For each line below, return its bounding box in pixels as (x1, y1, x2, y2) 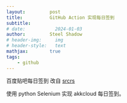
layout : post (6, 8, 61, 15)
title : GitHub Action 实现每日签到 (6, 15, 115, 21)
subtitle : (6, 20, 31, 26)
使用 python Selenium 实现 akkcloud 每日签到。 (6, 90, 125, 97)
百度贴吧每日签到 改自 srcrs (6, 77, 75, 84)
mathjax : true (6, 48, 61, 55)
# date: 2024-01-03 (6, 25, 83, 32)
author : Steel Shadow (6, 32, 83, 38)
